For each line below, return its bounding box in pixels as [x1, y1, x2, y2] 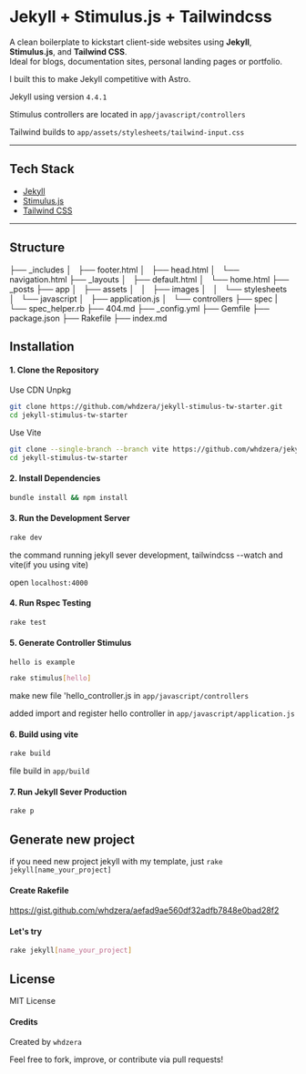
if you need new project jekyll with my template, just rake [9, 855, 223, 866]
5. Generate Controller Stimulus [9, 638, 132, 649]
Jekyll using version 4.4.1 [9, 91, 107, 102]
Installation [9, 339, 75, 354]
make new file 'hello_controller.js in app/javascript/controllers [9, 690, 249, 701]
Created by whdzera [9, 1037, 82, 1048]
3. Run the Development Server [9, 513, 130, 524]
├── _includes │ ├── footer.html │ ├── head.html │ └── [9, 264, 240, 275]
